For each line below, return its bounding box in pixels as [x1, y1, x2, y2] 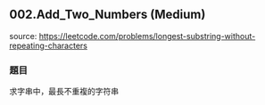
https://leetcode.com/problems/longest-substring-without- [38, 30, 256, 41]
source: [9, 30, 37, 41]
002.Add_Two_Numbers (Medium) [9, 7, 206, 22]
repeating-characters [9, 40, 87, 51]
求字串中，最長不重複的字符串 [9, 86, 119, 97]
